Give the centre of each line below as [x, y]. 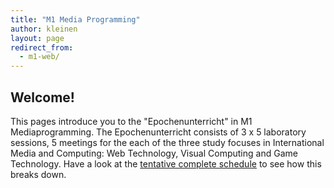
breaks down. [38, 174]
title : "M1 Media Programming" [75, 19]
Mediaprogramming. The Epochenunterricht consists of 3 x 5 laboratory [158, 132]
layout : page [37, 38]
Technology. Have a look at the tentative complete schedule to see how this [166, 163]
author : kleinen [44, 29]
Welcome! [42, 97]
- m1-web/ [39, 57]
